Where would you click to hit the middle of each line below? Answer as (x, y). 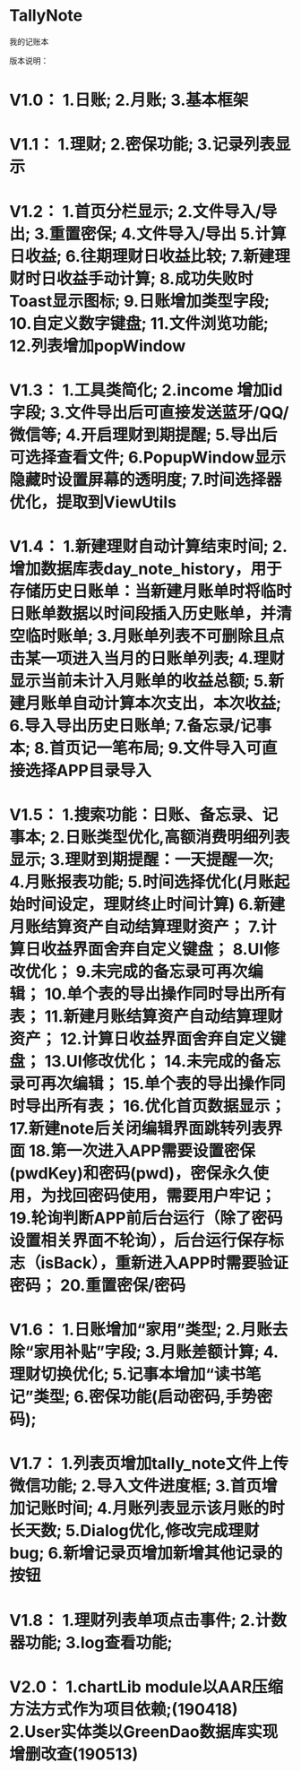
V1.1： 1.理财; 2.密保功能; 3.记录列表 (142, 145)
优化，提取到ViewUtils (93, 502)
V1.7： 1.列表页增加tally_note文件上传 (149, 1464)
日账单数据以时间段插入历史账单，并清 (151, 613)
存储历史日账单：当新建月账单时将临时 (151, 591)
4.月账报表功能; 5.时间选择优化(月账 (142, 882)
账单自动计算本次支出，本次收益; (161, 703)
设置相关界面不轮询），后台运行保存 (139, 1241)
